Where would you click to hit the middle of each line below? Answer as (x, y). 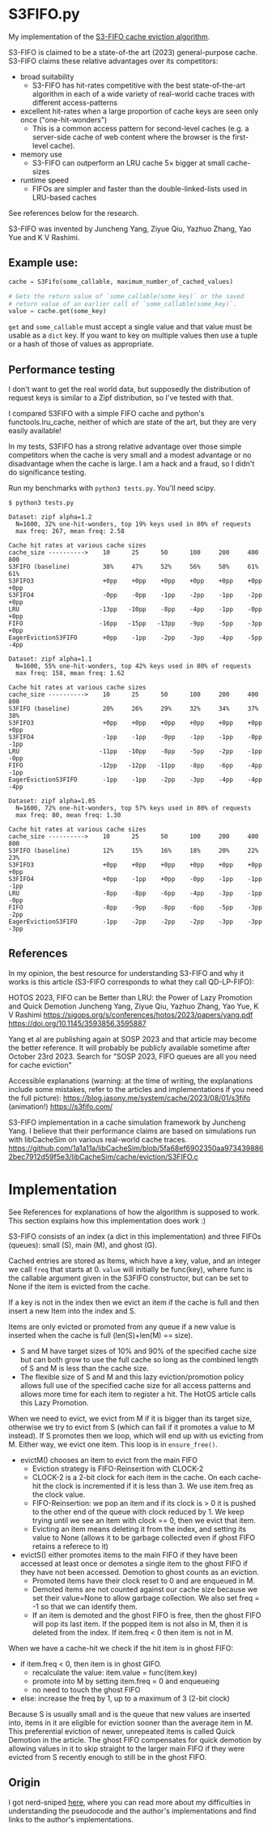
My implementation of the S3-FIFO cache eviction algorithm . (109, 37)
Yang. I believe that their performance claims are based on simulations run (132, 1131)
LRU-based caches (64, 197)
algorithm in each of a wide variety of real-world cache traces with (143, 93)
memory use (41, 154)
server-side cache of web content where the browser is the (131, 137)
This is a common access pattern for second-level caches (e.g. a (140, 128)
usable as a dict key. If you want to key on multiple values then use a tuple (133, 335)
